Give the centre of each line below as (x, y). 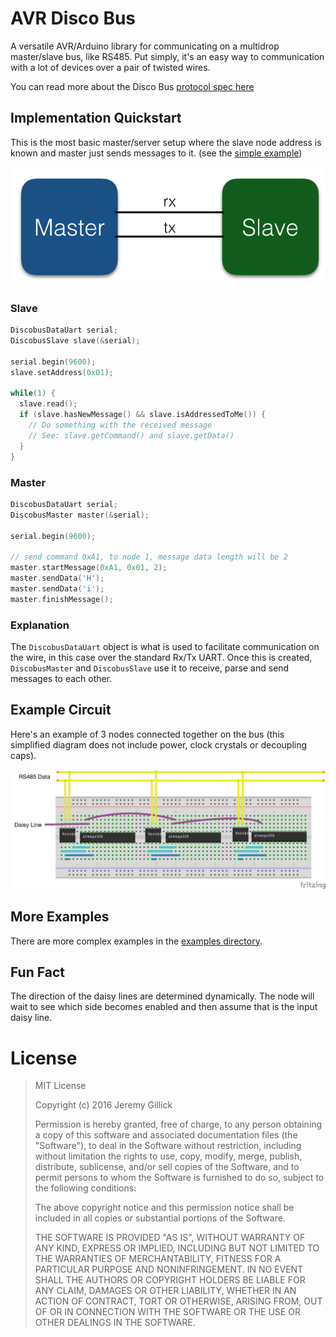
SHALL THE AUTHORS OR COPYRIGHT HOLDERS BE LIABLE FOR (170, 1280)
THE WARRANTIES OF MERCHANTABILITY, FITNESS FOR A (158, 1259)
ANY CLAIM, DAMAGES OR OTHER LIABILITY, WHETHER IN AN (165, 1291)
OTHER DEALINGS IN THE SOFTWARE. (115, 1323)
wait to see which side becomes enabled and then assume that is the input (164, 1007)
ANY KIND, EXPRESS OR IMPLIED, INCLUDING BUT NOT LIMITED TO (177, 1248)
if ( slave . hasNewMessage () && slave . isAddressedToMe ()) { (143, 415)
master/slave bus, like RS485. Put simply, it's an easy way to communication (167, 56)
